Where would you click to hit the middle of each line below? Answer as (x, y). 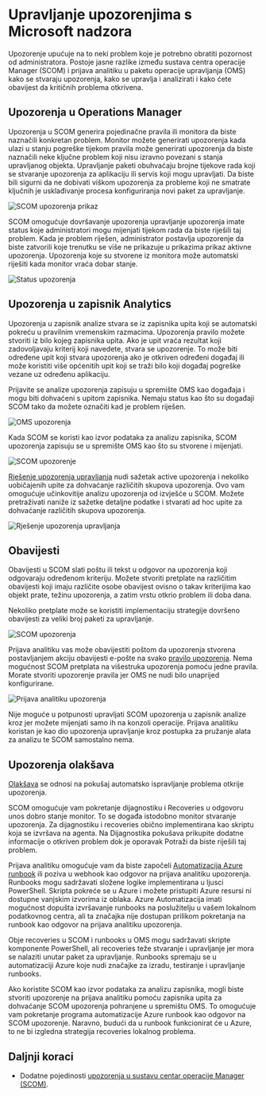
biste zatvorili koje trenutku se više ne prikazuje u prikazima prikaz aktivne (130, 247)
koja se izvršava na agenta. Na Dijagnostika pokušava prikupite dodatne (126, 834)
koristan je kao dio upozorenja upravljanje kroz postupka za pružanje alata (130, 731)
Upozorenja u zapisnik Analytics (90, 304)
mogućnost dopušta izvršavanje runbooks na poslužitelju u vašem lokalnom (132, 908)
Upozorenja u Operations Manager (95, 113)
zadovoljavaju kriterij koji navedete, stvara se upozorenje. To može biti (123, 348)
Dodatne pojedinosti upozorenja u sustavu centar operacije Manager (132, 1076)
